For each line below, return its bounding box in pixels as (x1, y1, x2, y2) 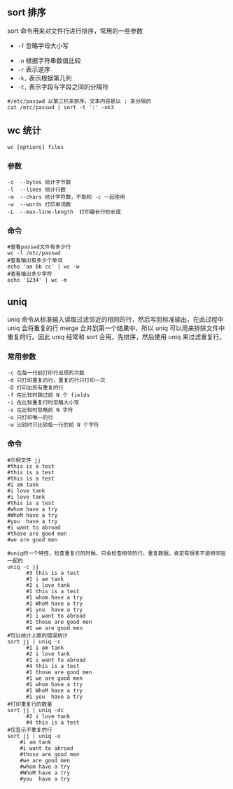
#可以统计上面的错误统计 (7, 632, 68, 639)
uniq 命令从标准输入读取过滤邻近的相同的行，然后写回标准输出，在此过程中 (7, 315, 224, 324)
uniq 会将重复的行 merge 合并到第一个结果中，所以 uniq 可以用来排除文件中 (7, 324, 225, 332)
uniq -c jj (7, 563, 39, 570)
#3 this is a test (25, 569, 80, 576)
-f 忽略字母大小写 (17, 41, 69, 50)
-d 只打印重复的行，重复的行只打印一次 (7, 377, 106, 384)
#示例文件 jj (7, 457, 41, 464)
